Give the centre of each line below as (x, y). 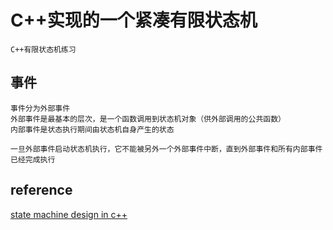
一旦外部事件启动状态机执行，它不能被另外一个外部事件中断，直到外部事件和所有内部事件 (166, 149)
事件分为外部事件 (40, 108)
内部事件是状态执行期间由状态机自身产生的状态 (92, 129)
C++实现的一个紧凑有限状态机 (134, 20)
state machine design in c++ (69, 214)
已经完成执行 (33, 159)
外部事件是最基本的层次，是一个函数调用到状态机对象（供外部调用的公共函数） (148, 119)
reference (41, 190)
